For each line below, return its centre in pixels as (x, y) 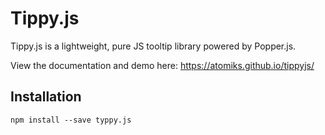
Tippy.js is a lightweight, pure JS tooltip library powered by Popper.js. (153, 46)
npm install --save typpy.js (71, 120)
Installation (46, 97)
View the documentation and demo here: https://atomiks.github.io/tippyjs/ (162, 65)
